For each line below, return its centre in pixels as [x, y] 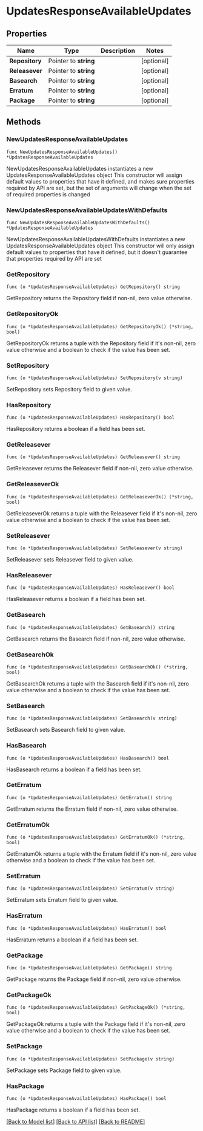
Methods [24, 122]
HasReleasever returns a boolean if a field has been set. [76, 599]
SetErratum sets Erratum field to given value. [62, 900]
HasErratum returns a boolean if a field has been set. [72, 940]
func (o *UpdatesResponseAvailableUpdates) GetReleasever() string [93, 457]
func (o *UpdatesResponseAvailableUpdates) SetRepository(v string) [95, 378]
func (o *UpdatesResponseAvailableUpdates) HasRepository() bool [90, 418]
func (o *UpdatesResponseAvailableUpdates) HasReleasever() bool [90, 588]
